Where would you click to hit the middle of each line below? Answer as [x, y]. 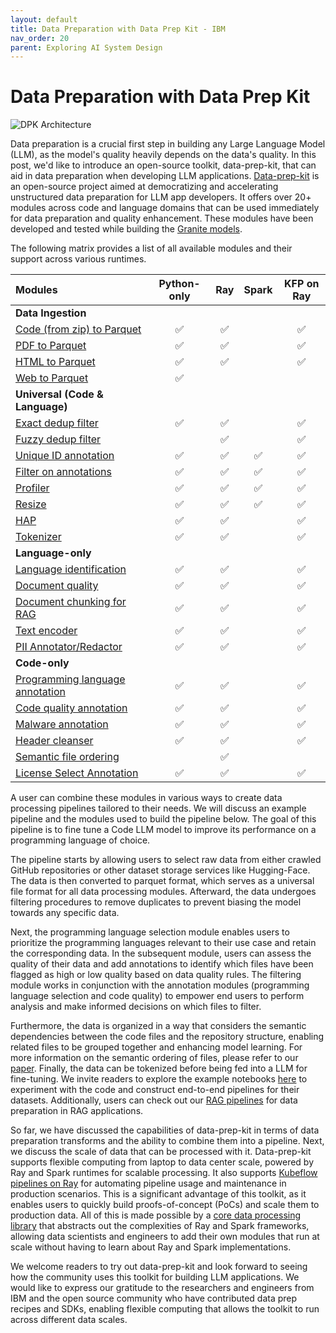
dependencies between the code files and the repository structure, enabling [167, 1037]
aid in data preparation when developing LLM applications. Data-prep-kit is [165, 176]
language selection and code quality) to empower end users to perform [157, 996]
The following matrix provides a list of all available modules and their [151, 248]
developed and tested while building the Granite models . [126, 229]
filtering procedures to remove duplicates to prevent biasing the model [156, 902]
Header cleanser [54, 741]
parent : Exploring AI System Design [86, 47]
